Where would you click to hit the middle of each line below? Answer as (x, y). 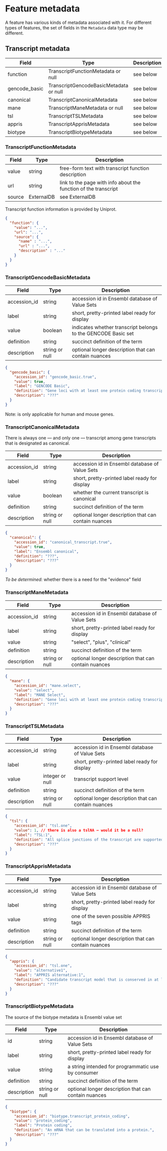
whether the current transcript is (111, 492)
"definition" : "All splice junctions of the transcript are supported (89, 839)
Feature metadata (42, 9)
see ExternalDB (78, 197)
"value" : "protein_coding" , (43, 1121)
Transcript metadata (38, 49)
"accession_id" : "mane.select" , (47, 686)
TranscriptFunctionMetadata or (84, 71)
